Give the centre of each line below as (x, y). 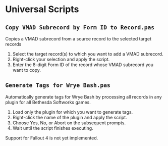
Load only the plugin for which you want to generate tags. (73, 112)
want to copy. (27, 70)
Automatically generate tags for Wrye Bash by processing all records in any (84, 96)
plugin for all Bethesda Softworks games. (48, 102)
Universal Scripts (42, 9)
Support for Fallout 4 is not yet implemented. (52, 138)
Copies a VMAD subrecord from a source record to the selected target (78, 39)
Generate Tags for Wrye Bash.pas (58, 85)
